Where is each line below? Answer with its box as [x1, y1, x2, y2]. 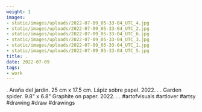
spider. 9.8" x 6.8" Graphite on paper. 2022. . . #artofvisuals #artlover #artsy [6, 93, 196, 100]
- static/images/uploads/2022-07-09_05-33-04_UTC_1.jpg [6, 43, 150, 49]
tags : [6, 64, 20, 71]
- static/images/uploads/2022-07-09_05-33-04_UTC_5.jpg [6, 48, 150, 54]
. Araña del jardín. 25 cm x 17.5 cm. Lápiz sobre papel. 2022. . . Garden [6, 86, 182, 93]
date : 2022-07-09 [6, 59, 50, 65]
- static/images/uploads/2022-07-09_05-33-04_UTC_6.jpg [6, 31, 150, 37]
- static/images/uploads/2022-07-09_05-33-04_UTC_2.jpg [6, 25, 150, 32]
